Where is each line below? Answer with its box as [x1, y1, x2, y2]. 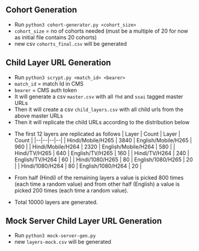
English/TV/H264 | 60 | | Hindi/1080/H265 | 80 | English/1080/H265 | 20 [14, 156, 193, 163]
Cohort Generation [5, 5, 78, 15]
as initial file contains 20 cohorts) [14, 33, 97, 41]
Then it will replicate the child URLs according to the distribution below [14, 118, 190, 125]
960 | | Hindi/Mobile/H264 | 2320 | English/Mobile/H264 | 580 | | [14, 143, 176, 150]
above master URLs [14, 112, 64, 119]
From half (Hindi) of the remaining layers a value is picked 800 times [14, 174, 184, 181]
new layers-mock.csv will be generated [14, 238, 112, 246]
